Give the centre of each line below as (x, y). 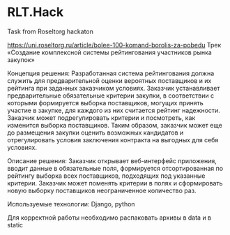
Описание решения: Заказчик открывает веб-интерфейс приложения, (112, 160)
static (15, 225)
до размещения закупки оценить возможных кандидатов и (95, 132)
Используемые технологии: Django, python (71, 204)
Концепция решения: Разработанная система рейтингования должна (111, 73)
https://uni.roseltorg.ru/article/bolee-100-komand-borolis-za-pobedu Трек (114, 45)
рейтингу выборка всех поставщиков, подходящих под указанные (106, 176)
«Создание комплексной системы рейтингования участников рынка (110, 52)
